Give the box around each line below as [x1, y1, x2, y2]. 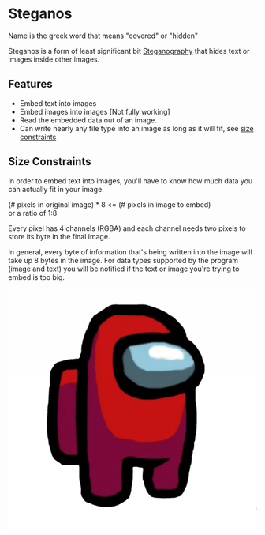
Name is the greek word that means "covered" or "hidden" [8, 31, 199, 40]
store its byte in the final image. [8, 232, 110, 241]
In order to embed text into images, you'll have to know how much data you [8, 175, 253, 186]
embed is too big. [8, 272, 65, 281]
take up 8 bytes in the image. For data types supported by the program [8, 255, 239, 265]
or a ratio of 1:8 [8, 208, 58, 217]
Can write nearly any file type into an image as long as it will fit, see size [19, 123, 254, 133]
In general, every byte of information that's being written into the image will [8, 247, 252, 257]
